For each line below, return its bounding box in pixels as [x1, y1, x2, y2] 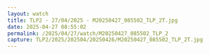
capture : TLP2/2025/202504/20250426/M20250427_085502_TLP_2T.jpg [7, 36, 203, 43]
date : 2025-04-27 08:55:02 [7, 23, 87, 30]
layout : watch [7, 10, 49, 18]
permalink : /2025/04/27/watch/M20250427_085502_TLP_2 [7, 29, 169, 37]
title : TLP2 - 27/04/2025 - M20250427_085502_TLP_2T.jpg [7, 17, 178, 24]
